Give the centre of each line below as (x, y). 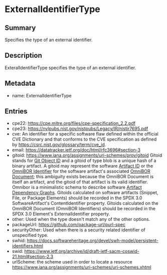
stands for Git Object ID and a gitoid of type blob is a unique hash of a (84, 161)
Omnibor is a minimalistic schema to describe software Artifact (77, 187)
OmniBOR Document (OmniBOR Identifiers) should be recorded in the (84, 209)
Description (23, 55)
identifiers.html (28, 246)
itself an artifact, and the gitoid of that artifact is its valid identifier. (80, 182)
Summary (20, 28)
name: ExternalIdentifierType (42, 95)
